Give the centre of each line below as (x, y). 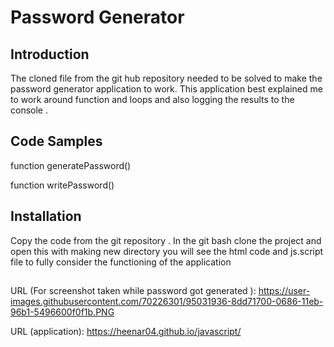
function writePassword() (62, 185)
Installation (46, 216)
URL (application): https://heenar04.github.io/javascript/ (126, 332)
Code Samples (56, 141)
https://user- (284, 291)
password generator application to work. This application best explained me (166, 89)
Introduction (50, 54)
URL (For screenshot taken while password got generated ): (133, 291)
